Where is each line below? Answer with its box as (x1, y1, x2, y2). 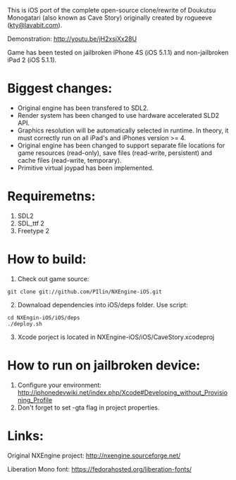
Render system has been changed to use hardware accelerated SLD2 (17, 111, 220, 119)
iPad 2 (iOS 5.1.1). (7, 56, 57, 64)
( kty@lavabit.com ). (7, 21, 63, 29)
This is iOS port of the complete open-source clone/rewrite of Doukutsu (7, 6, 216, 14)
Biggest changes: (7, 80, 113, 97)
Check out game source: (17, 274, 89, 283)
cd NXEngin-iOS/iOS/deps (7, 314, 80, 321)
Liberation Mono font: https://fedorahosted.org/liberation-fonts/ (7, 464, 192, 473)
